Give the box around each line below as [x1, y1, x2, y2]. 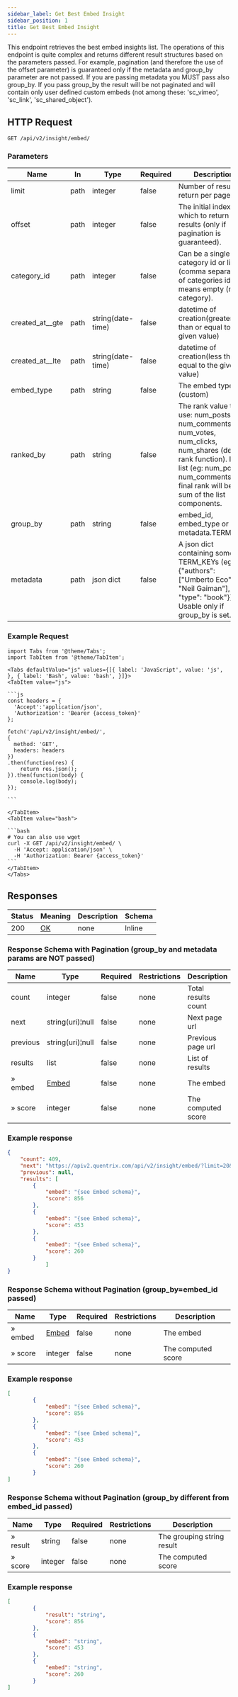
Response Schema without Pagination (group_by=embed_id [7, 1284, 218, 1294]
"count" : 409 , [20, 1156, 62, 1163]
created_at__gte [11, 318, 64, 328]
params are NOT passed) [7, 953, 96, 963]
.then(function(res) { [7, 759, 74, 766]
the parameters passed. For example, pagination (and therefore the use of [7, 58, 224, 67]
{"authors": [178, 566, 215, 576]
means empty [178, 284, 225, 294]
